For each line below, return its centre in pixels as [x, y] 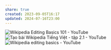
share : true [17, 9]
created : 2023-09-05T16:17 [32, 14]
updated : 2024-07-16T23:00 [32, 18]
